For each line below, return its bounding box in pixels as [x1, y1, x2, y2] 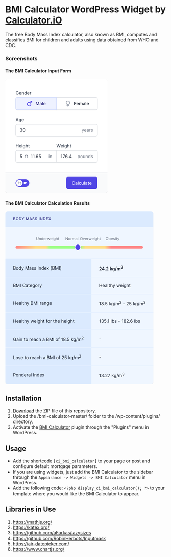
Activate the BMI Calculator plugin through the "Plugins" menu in [12, 424, 149, 430]
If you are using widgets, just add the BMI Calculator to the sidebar [12, 469, 153, 475]
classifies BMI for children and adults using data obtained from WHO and [5, 37, 159, 43]
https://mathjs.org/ [12, 519, 53, 525]
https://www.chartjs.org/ [12, 546, 65, 552]
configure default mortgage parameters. [12, 463, 98, 469]
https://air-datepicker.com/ [12, 541, 70, 547]
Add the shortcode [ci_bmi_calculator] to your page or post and [12, 458, 151, 464]
